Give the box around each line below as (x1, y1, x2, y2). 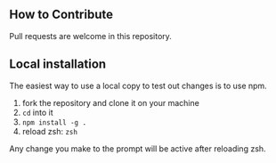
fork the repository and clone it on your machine (21, 97, 200, 108)
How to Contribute (9, 7, 114, 22)
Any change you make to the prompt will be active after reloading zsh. (9, 143, 266, 154)
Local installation (9, 57, 107, 72)
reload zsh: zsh (21, 126, 78, 136)
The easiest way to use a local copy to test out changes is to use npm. (9, 80, 267, 91)
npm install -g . (21, 118, 87, 127)
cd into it (21, 107, 53, 118)
